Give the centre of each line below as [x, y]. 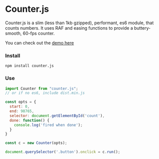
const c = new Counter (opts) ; [36, 143]
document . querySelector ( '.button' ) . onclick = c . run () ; [63, 152]
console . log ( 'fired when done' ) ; [48, 125]
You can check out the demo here [40, 42]
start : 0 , [20, 107]
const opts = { [21, 102]
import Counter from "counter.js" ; [42, 88]
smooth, [14, 33]
